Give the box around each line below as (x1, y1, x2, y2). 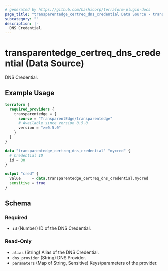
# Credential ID (9, 153, 43, 158)
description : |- (5, 21, 39, 26)
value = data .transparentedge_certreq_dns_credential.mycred (9, 176, 149, 181)
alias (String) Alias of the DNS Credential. (12, 249, 99, 255)
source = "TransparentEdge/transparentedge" (18, 116, 113, 121)
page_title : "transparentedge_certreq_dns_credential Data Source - (5, 12, 151, 17)
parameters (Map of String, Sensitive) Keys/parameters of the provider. (12, 260, 158, 266)
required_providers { (9, 107, 55, 112)
